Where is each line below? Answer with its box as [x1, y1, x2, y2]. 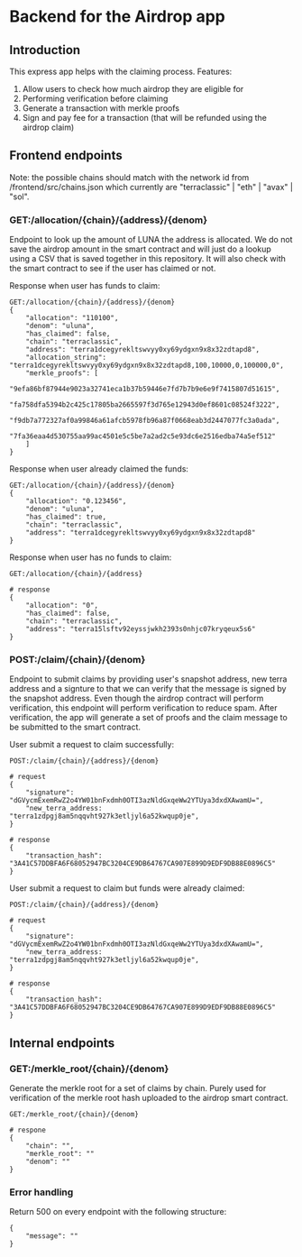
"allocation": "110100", [25, 314, 119, 323]
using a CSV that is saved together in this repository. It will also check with [9, 253, 286, 264]
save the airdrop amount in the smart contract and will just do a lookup [9, 243, 272, 254]
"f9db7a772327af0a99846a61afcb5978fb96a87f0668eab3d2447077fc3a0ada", [9, 417, 280, 426]
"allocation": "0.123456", [25, 497, 127, 506]
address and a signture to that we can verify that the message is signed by [9, 684, 287, 694]
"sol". [9, 191, 30, 202]
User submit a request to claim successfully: [9, 739, 174, 750]
